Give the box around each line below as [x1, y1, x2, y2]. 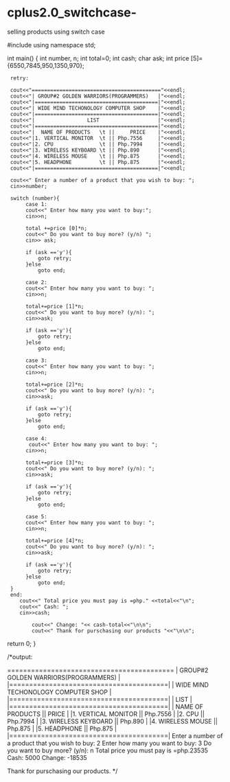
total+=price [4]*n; [25, 537, 84, 544]
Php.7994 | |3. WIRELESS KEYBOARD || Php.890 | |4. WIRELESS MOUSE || [7, 717, 218, 725]
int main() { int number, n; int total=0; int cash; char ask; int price [7, 54, 189, 62]
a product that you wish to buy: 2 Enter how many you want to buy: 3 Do [7, 739, 212, 747]
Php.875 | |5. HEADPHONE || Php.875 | [7, 724, 117, 733]
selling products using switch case [7, 27, 105, 36]
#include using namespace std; [7, 41, 96, 49]
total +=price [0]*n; [25, 225, 88, 231]
